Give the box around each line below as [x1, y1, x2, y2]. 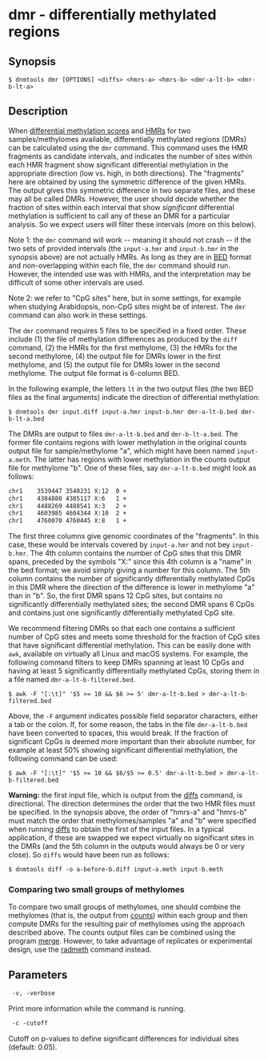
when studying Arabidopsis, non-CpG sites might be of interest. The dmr [8, 301, 246, 311]
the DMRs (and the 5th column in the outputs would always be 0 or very [8, 842, 246, 851]
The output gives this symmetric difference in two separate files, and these [8, 185, 256, 195]
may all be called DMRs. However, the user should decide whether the [8, 194, 240, 204]
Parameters [8, 968, 68, 981]
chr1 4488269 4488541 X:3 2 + [8, 502, 127, 510]
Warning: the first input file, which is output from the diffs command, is [8, 790, 242, 800]
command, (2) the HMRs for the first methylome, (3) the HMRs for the [8, 342, 238, 352]
